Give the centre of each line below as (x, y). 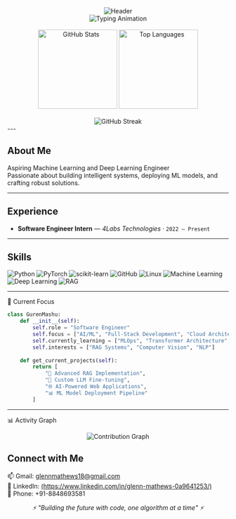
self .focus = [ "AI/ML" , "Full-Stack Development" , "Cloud (119, 334)
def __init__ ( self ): (50, 321)
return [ (45, 367)
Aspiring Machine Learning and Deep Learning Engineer (88, 167)
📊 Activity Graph (32, 420)
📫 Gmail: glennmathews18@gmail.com (64, 476)
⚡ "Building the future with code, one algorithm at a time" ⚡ (118, 507)
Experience (33, 211)
